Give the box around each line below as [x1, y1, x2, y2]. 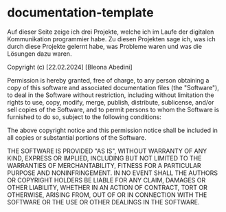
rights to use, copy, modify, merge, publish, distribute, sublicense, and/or [7, 98, 214, 106]
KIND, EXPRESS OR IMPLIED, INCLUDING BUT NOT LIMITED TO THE [7, 153, 202, 162]
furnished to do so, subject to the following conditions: [7, 112, 161, 121]
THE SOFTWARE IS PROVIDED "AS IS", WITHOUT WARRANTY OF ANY [7, 147, 207, 155]
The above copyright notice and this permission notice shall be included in [7, 126, 218, 134]
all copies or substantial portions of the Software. [7, 133, 146, 142]
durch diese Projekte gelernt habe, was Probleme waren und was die [7, 42, 203, 50]
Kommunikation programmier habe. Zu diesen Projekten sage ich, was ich [7, 34, 216, 43]
